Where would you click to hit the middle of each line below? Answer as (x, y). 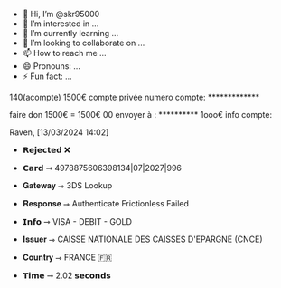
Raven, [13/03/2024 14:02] (59, 132)
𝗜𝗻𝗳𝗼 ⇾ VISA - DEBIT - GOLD (77, 221)
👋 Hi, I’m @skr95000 (61, 14)
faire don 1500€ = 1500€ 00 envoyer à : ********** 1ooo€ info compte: (141, 115)
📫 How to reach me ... (64, 53)
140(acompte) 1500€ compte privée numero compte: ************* (135, 97)
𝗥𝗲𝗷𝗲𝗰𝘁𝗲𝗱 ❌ (46, 150)
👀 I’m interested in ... (61, 24)
